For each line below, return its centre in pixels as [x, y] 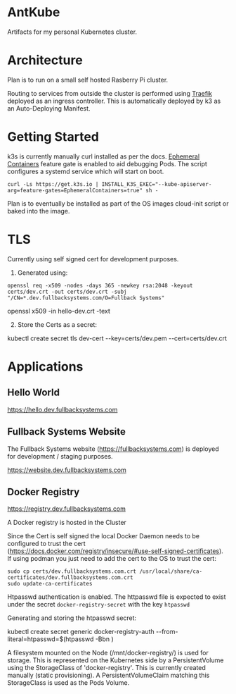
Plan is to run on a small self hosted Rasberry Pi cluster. [88, 80]
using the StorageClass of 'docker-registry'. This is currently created [106, 668]
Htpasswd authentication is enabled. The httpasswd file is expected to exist [117, 597]
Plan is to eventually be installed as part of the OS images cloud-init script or [118, 203]
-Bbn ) [104, 639]
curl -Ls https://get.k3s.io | [53, 184]
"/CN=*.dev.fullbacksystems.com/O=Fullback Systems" [86, 298]
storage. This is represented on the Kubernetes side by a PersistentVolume [116, 660]
